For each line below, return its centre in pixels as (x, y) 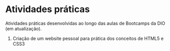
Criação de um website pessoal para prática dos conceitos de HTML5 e (88, 38)
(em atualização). (23, 28)
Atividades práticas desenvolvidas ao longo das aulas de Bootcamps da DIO (85, 23)
